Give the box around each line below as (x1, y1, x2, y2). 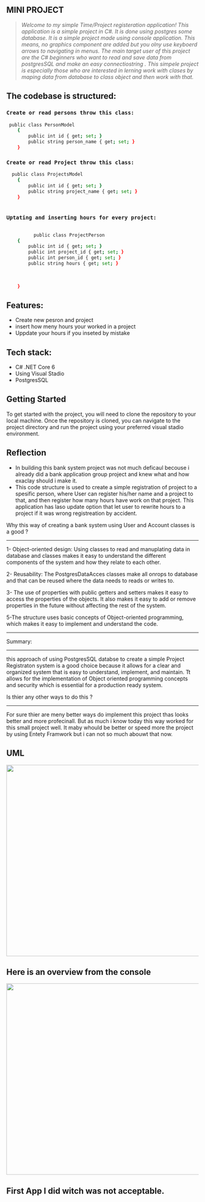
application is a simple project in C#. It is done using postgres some (21, 28, 192, 35)
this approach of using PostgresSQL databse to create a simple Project (6, 655, 185, 663)
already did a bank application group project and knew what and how (15, 470, 190, 478)
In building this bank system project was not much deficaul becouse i (15, 464, 190, 471)
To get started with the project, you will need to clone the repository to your (6, 410, 196, 418)
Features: (6, 300, 44, 310)
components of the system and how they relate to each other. (6, 558, 162, 566)
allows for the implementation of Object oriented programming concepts (6, 675, 188, 682)
